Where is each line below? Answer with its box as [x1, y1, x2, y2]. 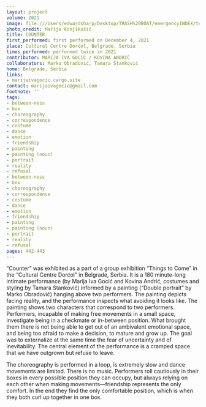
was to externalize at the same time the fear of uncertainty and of [6, 336, 172, 343]
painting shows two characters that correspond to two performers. [6, 304, 175, 311]
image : [6, 20, 23, 26]
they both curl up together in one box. [6, 394, 102, 401]
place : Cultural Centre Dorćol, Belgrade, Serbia [6, 43, 136, 50]
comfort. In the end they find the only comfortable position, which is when [6, 387, 193, 395]
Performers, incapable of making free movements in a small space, [6, 310, 176, 318]
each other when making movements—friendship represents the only [6, 381, 181, 388]
